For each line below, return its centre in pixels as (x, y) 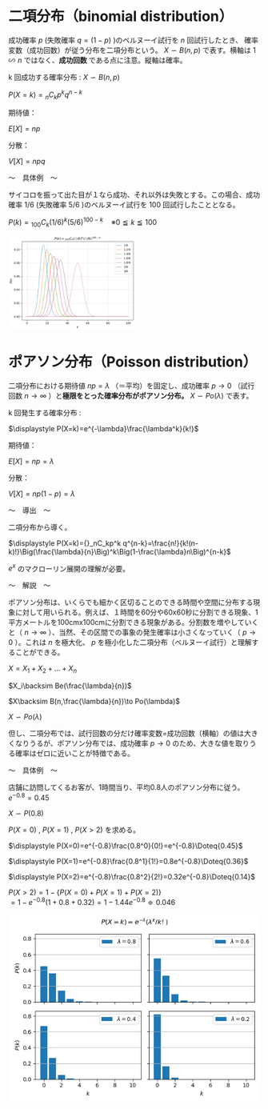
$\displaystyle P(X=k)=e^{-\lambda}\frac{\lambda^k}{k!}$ (104, 428)
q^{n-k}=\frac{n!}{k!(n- (160, 543)
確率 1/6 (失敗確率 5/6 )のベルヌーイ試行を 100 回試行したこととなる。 (124, 205)
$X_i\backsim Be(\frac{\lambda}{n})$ (70, 686)
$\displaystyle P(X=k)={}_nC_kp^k (65, 543)
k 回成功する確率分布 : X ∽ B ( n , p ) (64, 77)
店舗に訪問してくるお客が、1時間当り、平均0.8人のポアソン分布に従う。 (126, 787)
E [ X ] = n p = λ (31, 461)
